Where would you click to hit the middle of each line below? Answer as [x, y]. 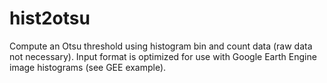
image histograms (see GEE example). [88, 67]
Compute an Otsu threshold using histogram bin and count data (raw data [161, 46]
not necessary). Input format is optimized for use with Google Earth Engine [163, 56]
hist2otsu [50, 18]
